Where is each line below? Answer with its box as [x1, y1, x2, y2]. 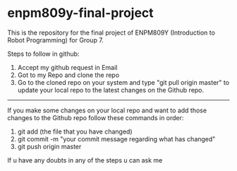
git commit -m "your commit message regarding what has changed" [17, 134, 216, 143]
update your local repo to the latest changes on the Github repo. [17, 85, 205, 94]
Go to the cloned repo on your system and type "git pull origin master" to [17, 78, 230, 86]
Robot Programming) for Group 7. [7, 35, 104, 44]
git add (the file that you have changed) [17, 127, 133, 136]
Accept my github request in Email [17, 63, 118, 71]
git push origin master [17, 142, 82, 151]
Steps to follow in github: [7, 49, 80, 58]
